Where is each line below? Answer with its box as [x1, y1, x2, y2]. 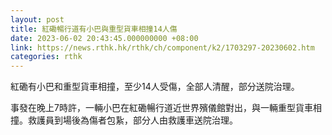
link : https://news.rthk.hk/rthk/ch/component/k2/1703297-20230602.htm [10, 42, 315, 53]
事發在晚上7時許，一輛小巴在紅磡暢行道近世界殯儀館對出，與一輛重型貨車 [10, 102, 313, 114]
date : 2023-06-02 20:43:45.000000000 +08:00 [10, 33, 199, 43]
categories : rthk [10, 52, 83, 62]
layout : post [10, 14, 65, 25]
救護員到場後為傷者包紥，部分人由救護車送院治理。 [27, 114, 238, 126]
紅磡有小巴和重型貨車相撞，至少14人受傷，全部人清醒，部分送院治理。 [10, 81, 300, 93]
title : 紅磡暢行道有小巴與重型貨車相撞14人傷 [10, 24, 178, 34]
